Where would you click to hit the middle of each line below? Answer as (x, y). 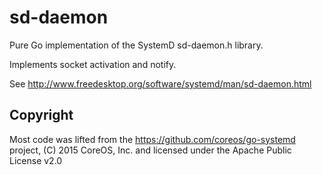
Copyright (41, 115)
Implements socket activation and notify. (93, 64)
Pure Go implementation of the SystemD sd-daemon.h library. (136, 45)
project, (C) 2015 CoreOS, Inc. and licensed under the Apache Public (150, 150)
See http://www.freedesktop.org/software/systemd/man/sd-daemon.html (160, 83)
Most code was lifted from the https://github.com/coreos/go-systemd (152, 139)
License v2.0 (36, 160)
